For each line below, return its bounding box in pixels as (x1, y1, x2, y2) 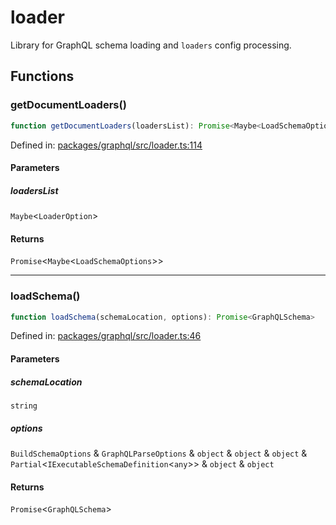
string (10, 401, 38, 411)
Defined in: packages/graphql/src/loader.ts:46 (10, 330, 202, 342)
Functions (10, 68, 75, 85)
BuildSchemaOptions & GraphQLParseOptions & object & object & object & (10, 447, 308, 459)
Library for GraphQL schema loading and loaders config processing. (10, 39, 292, 51)
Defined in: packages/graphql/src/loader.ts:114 (10, 139, 203, 151)
